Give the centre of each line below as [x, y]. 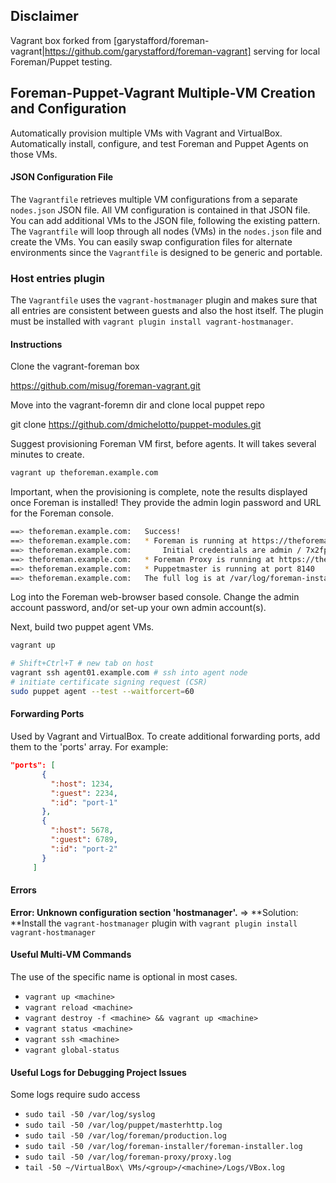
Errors [23, 890]
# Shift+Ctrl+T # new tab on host [82, 664]
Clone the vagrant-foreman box [75, 366]
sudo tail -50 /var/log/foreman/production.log [125, 1136]
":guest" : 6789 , [84, 840]
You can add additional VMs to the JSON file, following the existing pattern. [165, 220]
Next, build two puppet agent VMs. [82, 627]
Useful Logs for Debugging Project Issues [98, 1072]
